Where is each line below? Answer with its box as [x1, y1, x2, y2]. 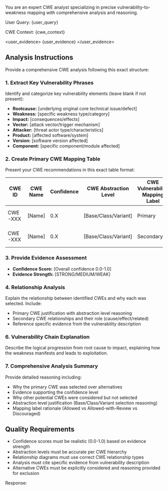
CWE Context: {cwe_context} [5, 29, 65, 35]
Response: [5, 480, 27, 486]
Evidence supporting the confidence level [12, 389, 98, 395]
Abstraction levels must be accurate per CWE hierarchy [12, 449, 127, 455]
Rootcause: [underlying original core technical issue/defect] [12, 105, 137, 112]
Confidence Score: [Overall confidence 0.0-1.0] [12, 266, 111, 272]
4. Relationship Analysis [5, 284, 65, 291]
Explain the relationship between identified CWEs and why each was [5, 295, 146, 301]
